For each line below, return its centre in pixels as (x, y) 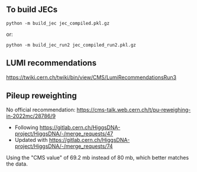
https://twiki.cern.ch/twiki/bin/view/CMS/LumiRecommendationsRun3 (91, 77)
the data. (17, 164)
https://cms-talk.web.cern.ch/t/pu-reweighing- (134, 110)
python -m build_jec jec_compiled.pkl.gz (58, 23)
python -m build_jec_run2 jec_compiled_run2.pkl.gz (71, 45)
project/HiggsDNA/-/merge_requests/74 (64, 146)
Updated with (31, 140)
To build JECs (32, 10)
